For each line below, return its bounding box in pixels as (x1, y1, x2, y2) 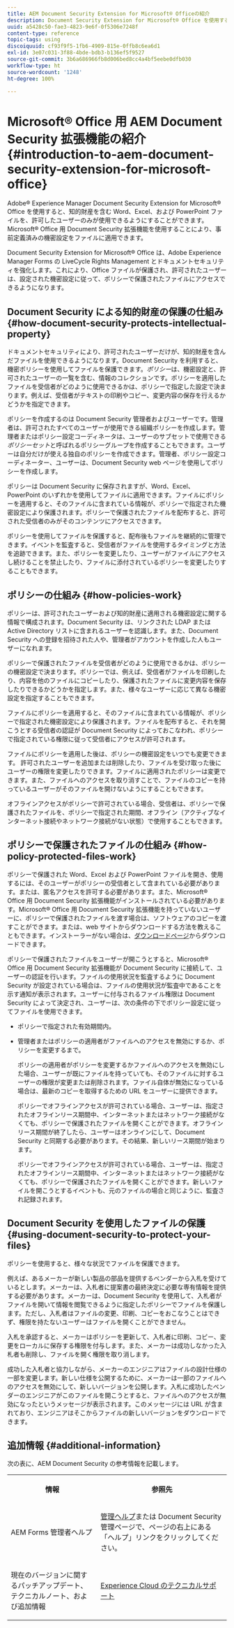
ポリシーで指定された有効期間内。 (17, 1022, 115, 1031)
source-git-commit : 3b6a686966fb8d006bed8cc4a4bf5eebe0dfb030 (7, 56, 192, 63)
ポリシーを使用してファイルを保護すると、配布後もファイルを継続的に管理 (7, 532, 221, 540)
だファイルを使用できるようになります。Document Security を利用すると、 (7, 356, 222, 365)
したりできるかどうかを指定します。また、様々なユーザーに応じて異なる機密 (7, 685, 226, 693)
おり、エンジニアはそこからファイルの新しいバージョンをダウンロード (19, 1409, 221, 1417)
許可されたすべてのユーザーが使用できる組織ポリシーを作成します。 (25, 423, 219, 432)
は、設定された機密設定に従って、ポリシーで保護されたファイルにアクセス (7, 275, 220, 283)
